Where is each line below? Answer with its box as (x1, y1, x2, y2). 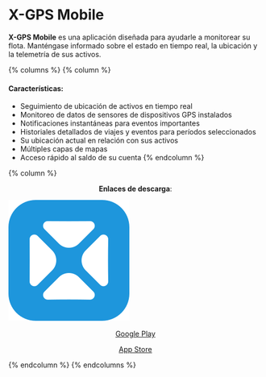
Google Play (115, 329, 156, 339)
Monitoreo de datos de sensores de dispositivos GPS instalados (19, 110, 232, 120)
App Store (118, 345, 152, 354)
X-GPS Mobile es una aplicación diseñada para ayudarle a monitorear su (8, 32, 251, 42)
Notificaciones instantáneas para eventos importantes (19, 118, 200, 128)
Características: (8, 83, 64, 93)
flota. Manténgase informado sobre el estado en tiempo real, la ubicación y (8, 40, 258, 50)
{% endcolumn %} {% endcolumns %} (8, 360, 137, 370)
